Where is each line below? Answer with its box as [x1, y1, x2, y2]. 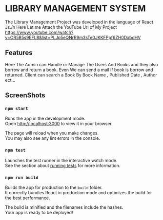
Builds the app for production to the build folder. [5, 184, 103, 190]
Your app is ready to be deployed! [5, 210, 73, 216]
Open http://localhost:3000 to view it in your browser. [5, 121, 113, 127]
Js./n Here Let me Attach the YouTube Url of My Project [5, 24, 117, 30]
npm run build [5, 175, 39, 180]
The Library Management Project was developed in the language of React [5, 19, 154, 25]
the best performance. [5, 195, 50, 201]
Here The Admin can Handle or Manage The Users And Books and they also [5, 61, 158, 67]
